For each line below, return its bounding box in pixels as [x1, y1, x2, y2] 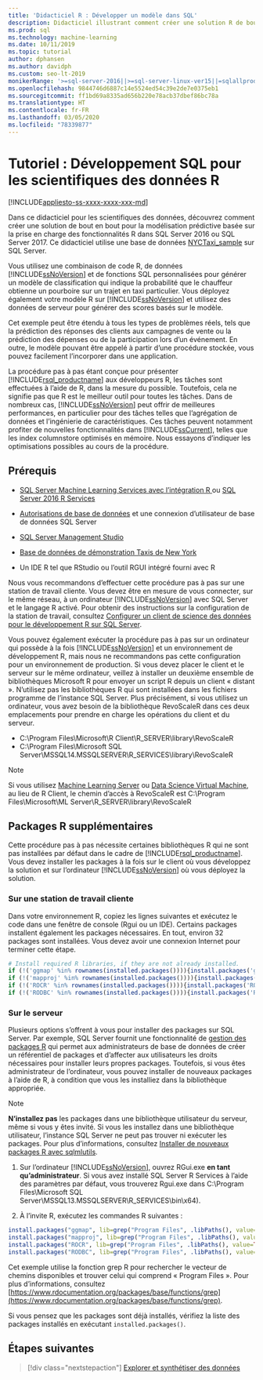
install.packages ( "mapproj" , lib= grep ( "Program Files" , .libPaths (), [8, 1233, 240, 1242]
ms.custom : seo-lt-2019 [8, 70, 86, 78]
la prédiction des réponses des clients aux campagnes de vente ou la [8, 326, 232, 336]
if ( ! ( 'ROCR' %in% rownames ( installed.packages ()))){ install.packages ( [8, 981, 247, 989]
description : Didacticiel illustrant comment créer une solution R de [8, 19, 243, 27]
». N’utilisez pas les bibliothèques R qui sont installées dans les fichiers [8, 684, 237, 694]
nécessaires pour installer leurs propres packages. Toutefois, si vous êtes [8, 1058, 246, 1068]
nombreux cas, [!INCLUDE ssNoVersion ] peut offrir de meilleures [8, 399, 215, 409]
